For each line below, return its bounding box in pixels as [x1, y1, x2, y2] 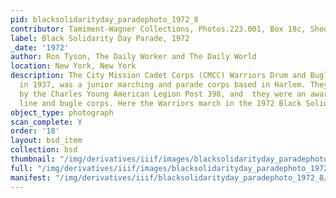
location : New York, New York [10, 61, 137, 71]
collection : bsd [10, 145, 78, 155]
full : [10, 163, 33, 173]
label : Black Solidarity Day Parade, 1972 [10, 33, 190, 43]
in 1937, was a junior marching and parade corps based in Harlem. [19, 80, 307, 90]
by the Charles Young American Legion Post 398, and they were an [19, 89, 307, 99]
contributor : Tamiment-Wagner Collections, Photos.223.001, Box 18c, [10, 24, 307, 34]
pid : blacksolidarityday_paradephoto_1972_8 [10, 14, 199, 25]
